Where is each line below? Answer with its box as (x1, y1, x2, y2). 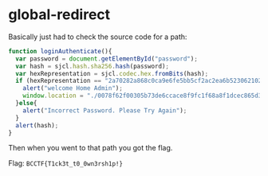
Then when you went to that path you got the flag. (8, 143, 173, 153)
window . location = (22, 92, 84, 100)
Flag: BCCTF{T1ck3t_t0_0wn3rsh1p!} (8, 158, 124, 168)
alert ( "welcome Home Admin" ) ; (22, 84, 124, 92)
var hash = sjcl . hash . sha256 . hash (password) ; (15, 62, 170, 70)
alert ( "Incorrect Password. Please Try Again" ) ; (22, 106, 187, 115)
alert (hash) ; (15, 121, 59, 129)
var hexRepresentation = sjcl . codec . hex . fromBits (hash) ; (15, 69, 209, 77)
